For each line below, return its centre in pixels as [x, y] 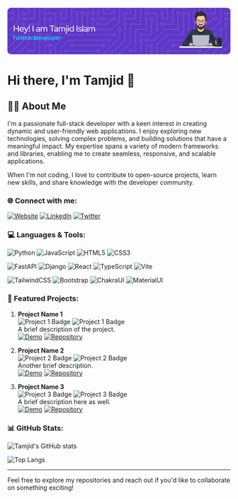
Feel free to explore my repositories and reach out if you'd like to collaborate [119, 480]
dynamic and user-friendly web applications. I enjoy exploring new [104, 131]
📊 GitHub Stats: [35, 428]
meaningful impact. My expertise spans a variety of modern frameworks [113, 146]
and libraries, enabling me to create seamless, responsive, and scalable [112, 154]
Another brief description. [55, 365]
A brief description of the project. [66, 329]
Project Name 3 [41, 386]
